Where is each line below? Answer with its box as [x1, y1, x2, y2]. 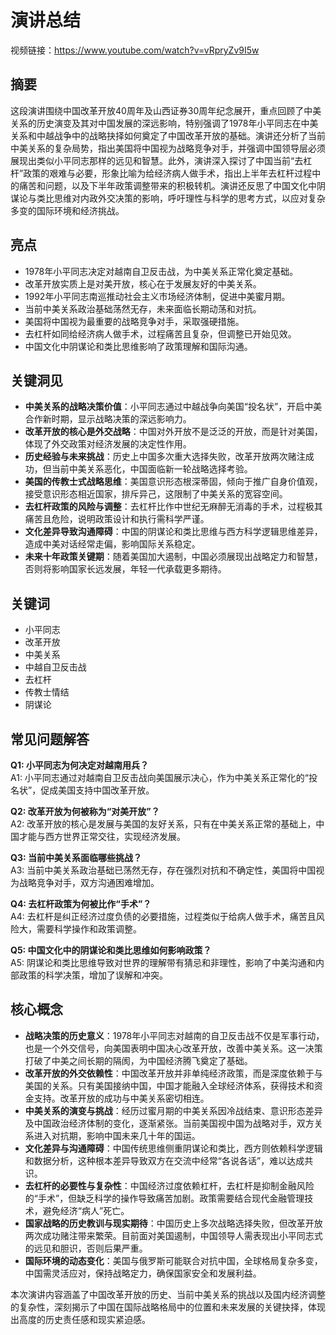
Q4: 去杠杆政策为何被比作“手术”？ [10, 898, 152, 910]
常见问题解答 [10, 731, 90, 748]
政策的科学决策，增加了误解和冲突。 [18, 969, 168, 981]
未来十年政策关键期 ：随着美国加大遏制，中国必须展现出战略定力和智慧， [24, 551, 323, 563]
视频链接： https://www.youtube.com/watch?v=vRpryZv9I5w [10, 44, 260, 56]
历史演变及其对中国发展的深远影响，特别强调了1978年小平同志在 [36, 117, 302, 129]
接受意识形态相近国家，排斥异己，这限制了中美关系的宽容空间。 [24, 488, 288, 500]
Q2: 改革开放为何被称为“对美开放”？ [10, 806, 160, 817]
